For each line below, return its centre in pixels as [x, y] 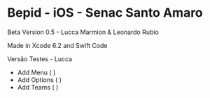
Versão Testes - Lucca [40, 59]
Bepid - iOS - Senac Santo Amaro [105, 13]
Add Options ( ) [39, 80]
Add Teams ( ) [38, 87]
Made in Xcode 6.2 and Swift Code [57, 45]
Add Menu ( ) [36, 72]
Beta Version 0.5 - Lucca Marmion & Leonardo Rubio [83, 32]
